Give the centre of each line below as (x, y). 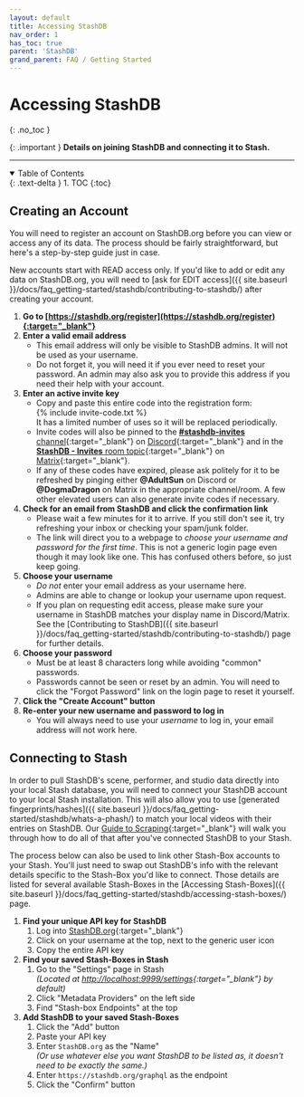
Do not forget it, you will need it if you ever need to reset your (150, 364)
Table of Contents (51, 173)
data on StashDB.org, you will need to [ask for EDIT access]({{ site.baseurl (148, 279)
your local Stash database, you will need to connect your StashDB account (148, 789)
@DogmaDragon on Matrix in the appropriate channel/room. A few (161, 489)
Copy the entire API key (80, 949)
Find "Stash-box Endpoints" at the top (107, 1007)
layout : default (40, 18)
